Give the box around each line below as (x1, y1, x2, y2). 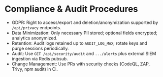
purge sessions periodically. (11, 45, 69, 51)
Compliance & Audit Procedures (4, 3, 138, 15)
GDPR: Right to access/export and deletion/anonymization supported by (11, 19, 159, 25)
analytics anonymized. (11, 35, 58, 41)
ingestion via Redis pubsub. (11, 56, 68, 61)
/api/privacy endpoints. (11, 24, 62, 30)
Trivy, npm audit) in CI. (11, 66, 58, 72)
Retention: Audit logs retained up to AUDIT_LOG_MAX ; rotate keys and (11, 40, 147, 46)
